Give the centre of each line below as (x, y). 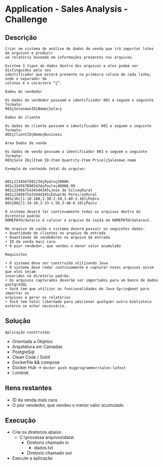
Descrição (21, 37)
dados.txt (44, 448)
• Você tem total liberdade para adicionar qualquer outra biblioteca (78, 302)
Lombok (20, 372)
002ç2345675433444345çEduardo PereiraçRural (51, 195)
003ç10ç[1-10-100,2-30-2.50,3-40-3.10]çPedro (52, 199)
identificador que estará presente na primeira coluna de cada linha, (78, 74)
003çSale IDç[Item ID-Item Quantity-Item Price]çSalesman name (71, 160)
